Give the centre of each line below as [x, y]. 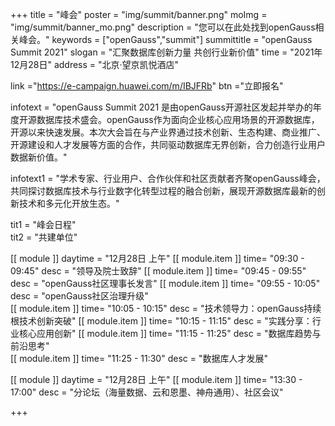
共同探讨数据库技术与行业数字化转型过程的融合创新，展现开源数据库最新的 [163, 191]
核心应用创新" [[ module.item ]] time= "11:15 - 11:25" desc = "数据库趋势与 [170, 333]
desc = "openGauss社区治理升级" [79, 296]
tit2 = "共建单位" [44, 237]
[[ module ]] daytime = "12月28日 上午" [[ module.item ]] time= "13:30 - [156, 379]
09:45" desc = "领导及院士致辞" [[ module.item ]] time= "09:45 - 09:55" [158, 271]
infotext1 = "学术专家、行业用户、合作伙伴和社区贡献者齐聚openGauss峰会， [168, 178]
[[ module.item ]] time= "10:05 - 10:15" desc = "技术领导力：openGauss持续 [166, 308]
